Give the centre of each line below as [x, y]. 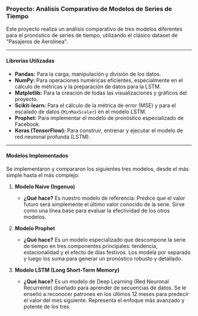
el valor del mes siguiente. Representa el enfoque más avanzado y [104, 300]
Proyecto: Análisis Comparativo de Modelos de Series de [89, 9]
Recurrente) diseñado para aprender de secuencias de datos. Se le [105, 288]
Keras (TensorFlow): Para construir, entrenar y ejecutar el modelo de [99, 130]
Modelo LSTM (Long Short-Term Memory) [67, 270]
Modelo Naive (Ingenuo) [45, 186]
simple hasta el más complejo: [43, 175]
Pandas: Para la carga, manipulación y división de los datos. [88, 74]
